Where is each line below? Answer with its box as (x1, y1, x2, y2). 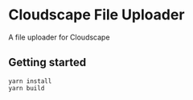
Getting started (8, 56, 87, 69)
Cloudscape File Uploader (8, 6, 185, 24)
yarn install (8, 77, 52, 85)
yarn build (8, 84, 45, 92)
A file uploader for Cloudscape (8, 32, 110, 42)
